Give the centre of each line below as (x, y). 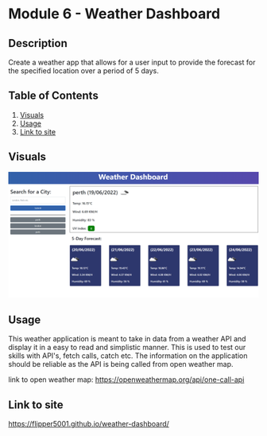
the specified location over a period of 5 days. (83, 71)
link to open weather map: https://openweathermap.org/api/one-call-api (126, 380)
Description (38, 43)
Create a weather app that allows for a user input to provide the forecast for (132, 62)
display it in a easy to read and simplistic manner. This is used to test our (127, 348)
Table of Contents (54, 96)
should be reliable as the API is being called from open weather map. (121, 364)
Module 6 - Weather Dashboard (114, 14)
